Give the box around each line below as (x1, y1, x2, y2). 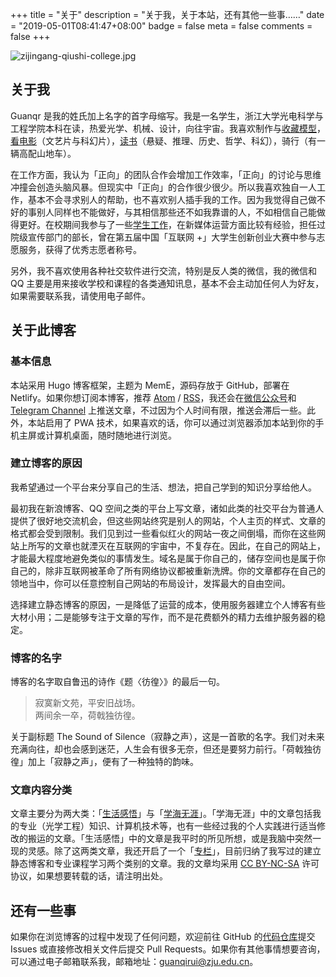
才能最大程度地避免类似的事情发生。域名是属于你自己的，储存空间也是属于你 (10, 552, 326, 564)
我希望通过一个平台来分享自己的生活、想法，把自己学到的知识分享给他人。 (10, 481, 317, 493)
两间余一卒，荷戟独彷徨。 (34, 709, 141, 722)
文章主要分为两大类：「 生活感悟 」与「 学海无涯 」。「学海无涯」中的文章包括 (10, 808, 313, 820)
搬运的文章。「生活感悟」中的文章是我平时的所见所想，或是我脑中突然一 (27, 833, 322, 845)
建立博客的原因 (10, 456, 83, 470)
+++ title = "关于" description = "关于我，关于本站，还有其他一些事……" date (10, 9, 325, 20)
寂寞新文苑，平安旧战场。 (34, 697, 141, 709)
